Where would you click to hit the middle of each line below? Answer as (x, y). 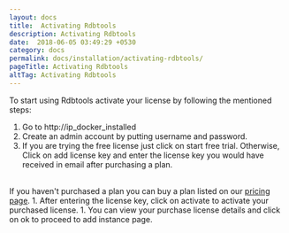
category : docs (37, 50)
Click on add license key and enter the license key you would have (143, 155)
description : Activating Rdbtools (73, 34)
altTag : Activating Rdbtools (63, 75)
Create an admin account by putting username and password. (134, 136)
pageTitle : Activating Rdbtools (68, 67)
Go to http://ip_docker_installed (79, 127)
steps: (20, 109)
